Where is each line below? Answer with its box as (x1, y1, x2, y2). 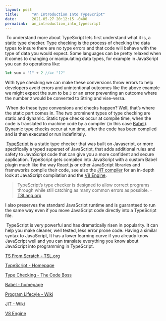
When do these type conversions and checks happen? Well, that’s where (6, 105, 155, 111)
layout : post (5, 7, 32, 12)
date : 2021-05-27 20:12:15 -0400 (5, 16, 88, 21)
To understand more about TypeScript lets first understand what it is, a (6, 35, 151, 41)
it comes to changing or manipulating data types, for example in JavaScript (5, 55, 159, 62)
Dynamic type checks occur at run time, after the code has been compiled (5, 126, 157, 132)
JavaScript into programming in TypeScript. (5, 243, 94, 249)
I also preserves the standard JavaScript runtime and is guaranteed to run (5, 202, 156, 208)
